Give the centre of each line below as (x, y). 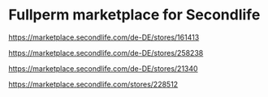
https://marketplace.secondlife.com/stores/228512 (93, 84)
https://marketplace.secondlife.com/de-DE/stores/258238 (106, 53)
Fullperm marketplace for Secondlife (134, 15)
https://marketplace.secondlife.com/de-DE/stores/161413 (104, 37)
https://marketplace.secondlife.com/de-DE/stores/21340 (103, 68)
